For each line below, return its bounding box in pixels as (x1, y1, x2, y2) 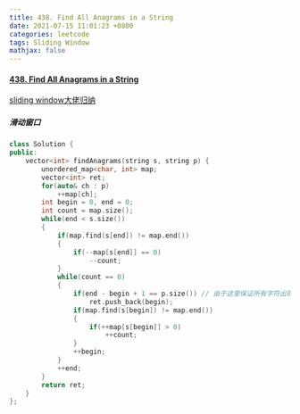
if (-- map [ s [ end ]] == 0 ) (72, 247, 162, 257)
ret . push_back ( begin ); (88, 297, 174, 306)
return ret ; (41, 380, 87, 389)
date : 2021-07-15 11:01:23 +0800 (9, 21, 134, 30)
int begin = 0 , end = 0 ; (41, 198, 134, 207)
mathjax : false (9, 46, 66, 55)
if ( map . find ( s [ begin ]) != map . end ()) (72, 305, 214, 315)
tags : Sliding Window (9, 37, 90, 47)
